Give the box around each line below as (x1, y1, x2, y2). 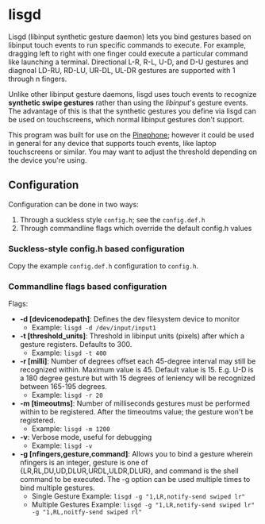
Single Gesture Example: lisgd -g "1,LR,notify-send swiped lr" (31, 491, 246, 501)
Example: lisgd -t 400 (31, 348, 107, 358)
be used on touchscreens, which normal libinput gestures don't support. (8, 114, 244, 124)
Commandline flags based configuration (8, 280, 167, 291)
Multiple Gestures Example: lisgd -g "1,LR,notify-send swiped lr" (31, 500, 255, 510)
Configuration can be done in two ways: (8, 199, 139, 209)
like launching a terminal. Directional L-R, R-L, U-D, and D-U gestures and (8, 57, 248, 67)
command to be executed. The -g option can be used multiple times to (19, 475, 251, 484)
